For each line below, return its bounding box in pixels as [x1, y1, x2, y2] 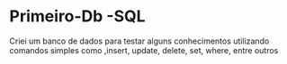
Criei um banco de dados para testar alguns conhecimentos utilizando [9, 36, 270, 46]
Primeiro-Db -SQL [9, 6, 146, 27]
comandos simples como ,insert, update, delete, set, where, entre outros [9, 44, 279, 55]
